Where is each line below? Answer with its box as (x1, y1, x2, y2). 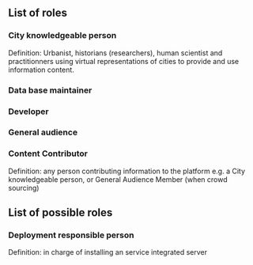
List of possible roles (8, 206, 113, 220)
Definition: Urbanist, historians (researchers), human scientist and (8, 47, 223, 58)
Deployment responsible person (8, 229, 134, 240)
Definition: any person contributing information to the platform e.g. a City (8, 166, 246, 176)
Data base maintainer (8, 85, 93, 96)
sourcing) (8, 183, 40, 192)
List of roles (8, 6, 68, 20)
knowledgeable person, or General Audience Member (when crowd (8, 174, 228, 184)
